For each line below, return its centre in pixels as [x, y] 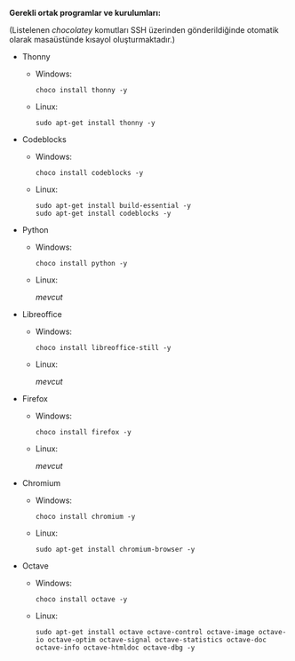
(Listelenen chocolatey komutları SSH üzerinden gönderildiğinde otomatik [144, 30]
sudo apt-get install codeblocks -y [103, 213]
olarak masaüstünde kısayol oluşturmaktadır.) [92, 40]
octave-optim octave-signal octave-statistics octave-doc [157, 640]
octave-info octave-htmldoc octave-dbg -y [115, 648]
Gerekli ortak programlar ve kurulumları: [85, 13]
